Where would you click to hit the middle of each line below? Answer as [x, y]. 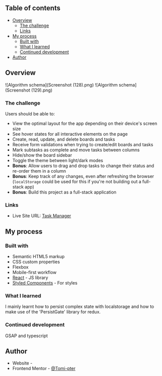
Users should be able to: [30, 113]
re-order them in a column [39, 171]
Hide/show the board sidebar [42, 155]
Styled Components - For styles [45, 282]
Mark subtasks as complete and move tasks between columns [76, 150]
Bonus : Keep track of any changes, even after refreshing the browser [83, 176]
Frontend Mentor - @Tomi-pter [44, 369]
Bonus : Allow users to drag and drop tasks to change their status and [83, 166]
